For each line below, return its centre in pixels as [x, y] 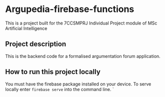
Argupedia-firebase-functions [70, 9]
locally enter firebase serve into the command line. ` [59, 89]
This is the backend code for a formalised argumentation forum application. [83, 56]
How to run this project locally [53, 72]
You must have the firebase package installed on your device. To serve [78, 84]
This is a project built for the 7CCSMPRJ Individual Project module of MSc [81, 23]
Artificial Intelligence [26, 28]
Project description [36, 44]
